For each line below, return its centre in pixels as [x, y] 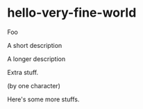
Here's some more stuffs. [43, 99]
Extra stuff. [23, 72]
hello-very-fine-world [72, 13]
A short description [35, 45]
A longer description [36, 59]
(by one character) [34, 85]
